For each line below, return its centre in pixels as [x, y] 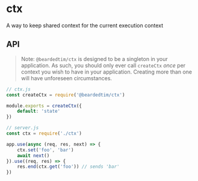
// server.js [23, 128]
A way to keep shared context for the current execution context [85, 25]
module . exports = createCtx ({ [44, 106]
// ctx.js [19, 89]
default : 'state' [39, 111]
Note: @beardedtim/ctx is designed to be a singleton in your [94, 59]
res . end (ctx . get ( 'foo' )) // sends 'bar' [68, 167]
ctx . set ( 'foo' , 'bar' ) [45, 150]
